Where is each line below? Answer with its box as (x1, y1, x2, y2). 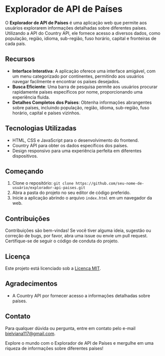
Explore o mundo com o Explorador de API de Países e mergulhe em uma (5, 340, 154, 346)
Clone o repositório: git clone (12, 180, 74, 186)
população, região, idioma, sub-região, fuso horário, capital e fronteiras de (5, 35, 157, 41)
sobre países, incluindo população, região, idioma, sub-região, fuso (12, 104, 150, 110)
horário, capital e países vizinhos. (12, 110, 81, 116)
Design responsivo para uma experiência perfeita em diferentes (12, 148, 142, 154)
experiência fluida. (12, 94, 50, 100)
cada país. (5, 40, 26, 46)
